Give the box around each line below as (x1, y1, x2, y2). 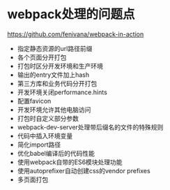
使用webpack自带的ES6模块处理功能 (17, 158, 123, 166)
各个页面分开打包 (17, 53, 67, 61)
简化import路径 (17, 140, 61, 149)
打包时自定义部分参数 (17, 114, 79, 122)
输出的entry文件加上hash (17, 71, 89, 79)
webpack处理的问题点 (7, 6, 135, 22)
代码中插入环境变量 (17, 131, 73, 140)
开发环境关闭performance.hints (17, 88, 108, 96)
